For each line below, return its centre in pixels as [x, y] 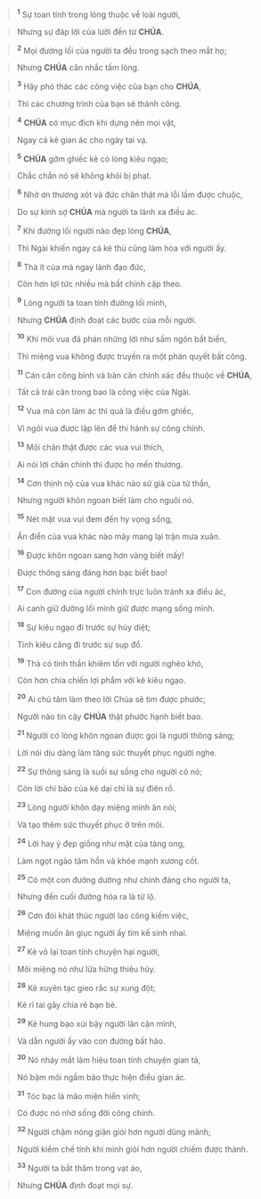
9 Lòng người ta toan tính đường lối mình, [92, 302]
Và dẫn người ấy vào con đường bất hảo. [91, 1041]
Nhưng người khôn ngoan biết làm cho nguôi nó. [106, 500]
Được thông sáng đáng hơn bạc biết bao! [92, 572]
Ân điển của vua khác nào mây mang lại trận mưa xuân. [118, 536]
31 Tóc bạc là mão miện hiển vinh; [78, 1095]
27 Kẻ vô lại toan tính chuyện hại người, [88, 951]
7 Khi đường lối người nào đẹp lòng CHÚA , [94, 229]
